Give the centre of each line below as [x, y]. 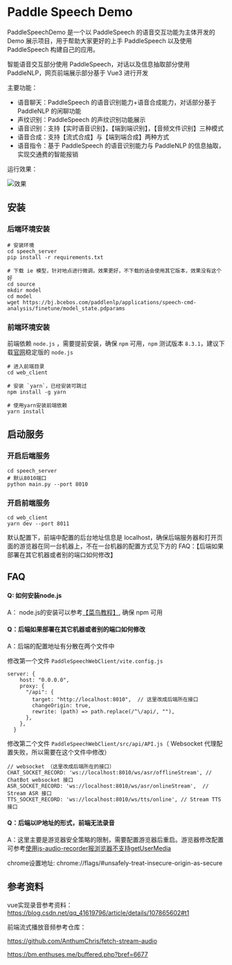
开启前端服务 [29, 503]
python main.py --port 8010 [48, 484]
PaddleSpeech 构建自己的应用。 [53, 49]
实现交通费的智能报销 [47, 154]
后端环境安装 [29, 229]
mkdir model [24, 290]
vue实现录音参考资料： [40, 905]
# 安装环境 [21, 245]
